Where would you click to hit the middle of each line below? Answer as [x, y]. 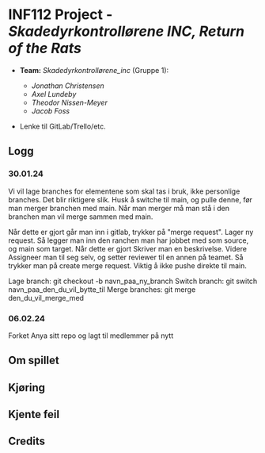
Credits [27, 441]
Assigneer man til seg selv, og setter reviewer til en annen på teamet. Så [126, 257]
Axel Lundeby [54, 94]
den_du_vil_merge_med [46, 298]
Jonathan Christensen [68, 86]
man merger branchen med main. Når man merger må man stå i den [119, 208]
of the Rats [45, 48]
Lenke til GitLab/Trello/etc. [63, 126]
